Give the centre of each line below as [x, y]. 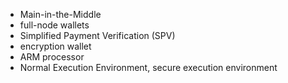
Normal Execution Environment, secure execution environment [148, 67]
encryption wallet [55, 46]
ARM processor [52, 57]
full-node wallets [54, 25]
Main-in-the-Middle [60, 14]
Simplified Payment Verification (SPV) [97, 35]
